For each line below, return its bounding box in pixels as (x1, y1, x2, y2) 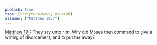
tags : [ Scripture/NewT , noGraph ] (5, 12, 73, 16)
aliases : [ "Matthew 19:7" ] (5, 16, 60, 21)
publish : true (5, 7, 34, 12)
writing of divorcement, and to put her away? (5, 34, 95, 40)
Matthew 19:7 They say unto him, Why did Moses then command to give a (5, 30, 153, 35)
